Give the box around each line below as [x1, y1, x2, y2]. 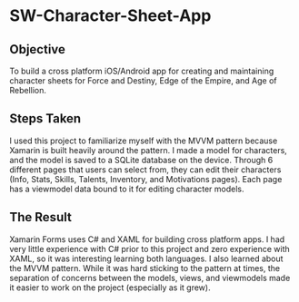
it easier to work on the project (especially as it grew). [9, 282, 211, 293]
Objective [9, 42, 66, 57]
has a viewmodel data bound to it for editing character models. [9, 183, 244, 194]
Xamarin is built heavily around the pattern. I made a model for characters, [9, 144, 288, 155]
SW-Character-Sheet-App [9, 5, 212, 26]
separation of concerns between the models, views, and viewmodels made [9, 272, 291, 283]
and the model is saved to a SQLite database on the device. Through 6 [9, 154, 274, 165]
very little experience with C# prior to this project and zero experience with [9, 243, 291, 254]
